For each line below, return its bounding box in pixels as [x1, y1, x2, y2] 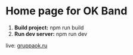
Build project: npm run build [14, 24, 84, 31]
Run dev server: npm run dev [14, 30, 88, 37]
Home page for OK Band [5, 4, 128, 18]
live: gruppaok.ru [5, 42, 48, 49]
